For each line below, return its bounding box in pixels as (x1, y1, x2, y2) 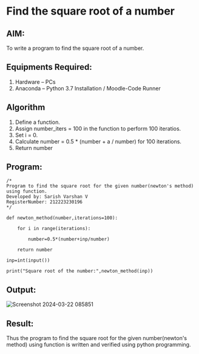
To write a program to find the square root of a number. (6, 44, 144, 52)
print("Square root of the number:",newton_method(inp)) (6, 268, 153, 274)
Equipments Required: (6, 62, 92, 72)
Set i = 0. (15, 131, 38, 138)
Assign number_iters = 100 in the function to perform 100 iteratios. (15, 124, 181, 132)
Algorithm (6, 102, 46, 113)
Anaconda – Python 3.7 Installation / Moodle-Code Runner (15, 84, 161, 92)
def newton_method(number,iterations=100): (6, 215, 118, 221)
